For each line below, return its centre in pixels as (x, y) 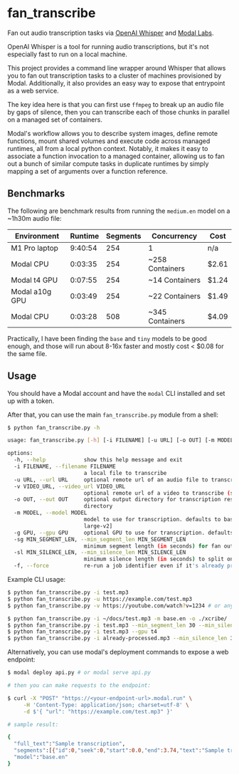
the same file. (27, 353)
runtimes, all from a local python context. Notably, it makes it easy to (108, 148)
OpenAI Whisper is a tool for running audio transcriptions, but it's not (108, 46)
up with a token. (31, 401)
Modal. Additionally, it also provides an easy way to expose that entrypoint (116, 83)
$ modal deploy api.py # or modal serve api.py (79, 673)
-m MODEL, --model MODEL (51, 513)
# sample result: (33, 724)
